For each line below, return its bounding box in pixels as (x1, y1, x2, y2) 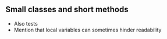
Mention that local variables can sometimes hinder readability (13, 26, 162, 33)
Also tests (13, 20, 38, 27)
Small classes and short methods (5, 5, 129, 15)
